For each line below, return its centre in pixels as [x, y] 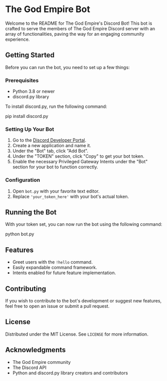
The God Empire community [41, 362]
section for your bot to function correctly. [55, 167]
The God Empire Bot [48, 9]
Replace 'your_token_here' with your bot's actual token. [71, 196]
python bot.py [20, 234]
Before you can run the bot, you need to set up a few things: [67, 67]
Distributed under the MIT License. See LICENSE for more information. [77, 334]
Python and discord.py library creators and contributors [70, 373]
